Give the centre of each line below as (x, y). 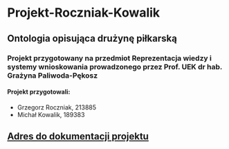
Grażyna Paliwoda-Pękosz (53, 76)
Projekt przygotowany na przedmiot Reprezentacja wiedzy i (110, 58)
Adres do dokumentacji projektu (78, 137)
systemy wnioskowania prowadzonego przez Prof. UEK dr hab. (115, 67)
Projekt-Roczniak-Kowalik (84, 13)
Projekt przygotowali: (39, 92)
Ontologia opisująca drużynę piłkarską (92, 38)
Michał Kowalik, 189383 (51, 114)
